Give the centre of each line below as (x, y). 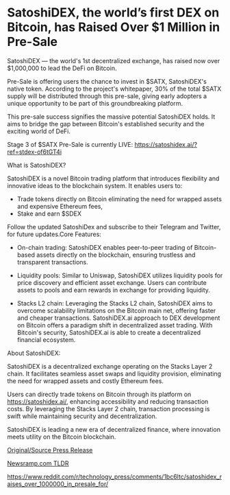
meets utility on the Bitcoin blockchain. (62, 437)
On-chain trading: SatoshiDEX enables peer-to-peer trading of (105, 247)
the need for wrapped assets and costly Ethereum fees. (86, 381)
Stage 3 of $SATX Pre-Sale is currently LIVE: (70, 144)
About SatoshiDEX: (34, 353)
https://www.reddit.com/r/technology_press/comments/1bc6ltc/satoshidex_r (115, 476)
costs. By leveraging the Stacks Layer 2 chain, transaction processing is (108, 408)
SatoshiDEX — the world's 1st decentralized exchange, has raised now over (114, 60)
